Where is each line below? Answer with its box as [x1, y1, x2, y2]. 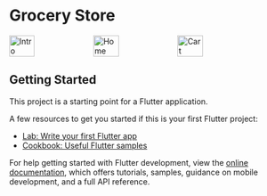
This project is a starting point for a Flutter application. [9, 95, 208, 107]
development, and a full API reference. [9, 176, 150, 187]
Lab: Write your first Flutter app [21, 130, 138, 141]
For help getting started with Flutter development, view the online [9, 157, 249, 167]
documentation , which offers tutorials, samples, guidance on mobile [9, 167, 258, 177]
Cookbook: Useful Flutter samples [21, 140, 148, 151]
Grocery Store [9, 5, 116, 26]
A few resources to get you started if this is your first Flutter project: [9, 113, 258, 124]
